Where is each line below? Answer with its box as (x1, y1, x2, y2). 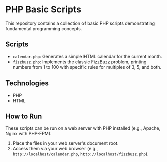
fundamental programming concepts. (5, 25, 82, 31)
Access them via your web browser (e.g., (12, 146, 98, 152)
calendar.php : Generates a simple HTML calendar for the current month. (12, 53, 162, 59)
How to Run (5, 112, 42, 120)
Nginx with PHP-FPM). (5, 131, 52, 137)
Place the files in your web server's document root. (12, 140, 119, 146)
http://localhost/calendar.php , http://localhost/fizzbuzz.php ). (12, 151, 149, 157)
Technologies (5, 79, 49, 88)
